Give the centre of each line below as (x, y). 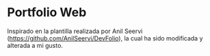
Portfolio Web (47, 12)
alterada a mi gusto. (35, 45)
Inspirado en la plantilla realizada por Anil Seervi (75, 31)
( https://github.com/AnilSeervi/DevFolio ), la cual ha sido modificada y (105, 38)
